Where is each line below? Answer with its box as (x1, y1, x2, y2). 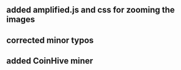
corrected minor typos (6, 35, 94, 45)
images (6, 15, 35, 25)
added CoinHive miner (6, 56, 94, 66)
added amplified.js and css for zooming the (6, 5, 175, 15)
